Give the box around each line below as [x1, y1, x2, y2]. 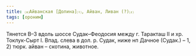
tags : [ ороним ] [6, 14, 44, 20]
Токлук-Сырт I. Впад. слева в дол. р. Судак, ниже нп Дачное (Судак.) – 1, [6, 37, 191, 44]
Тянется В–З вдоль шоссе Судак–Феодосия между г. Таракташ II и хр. [6, 30, 184, 37]
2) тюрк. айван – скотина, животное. [6, 42, 99, 50]
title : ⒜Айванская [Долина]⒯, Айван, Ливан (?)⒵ [6, 8, 134, 15]
